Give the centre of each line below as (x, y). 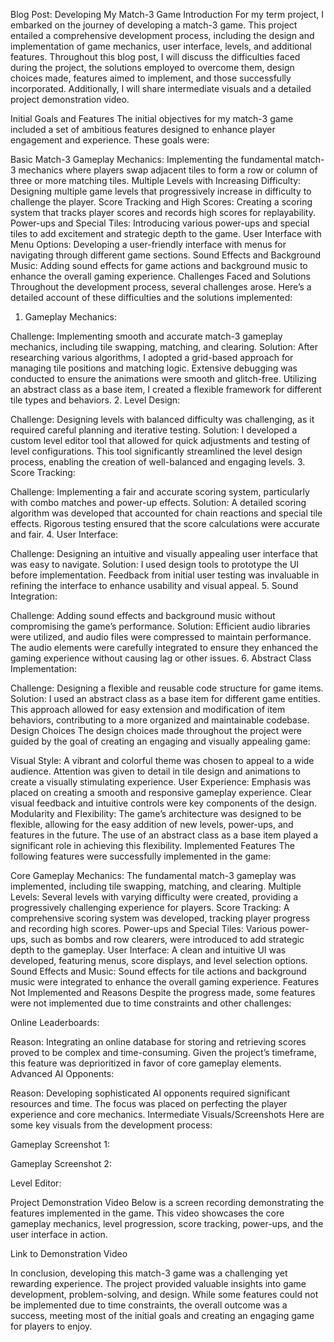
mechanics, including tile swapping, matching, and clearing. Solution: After (164, 347)
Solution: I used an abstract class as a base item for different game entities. (165, 698)
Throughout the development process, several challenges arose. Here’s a (161, 287)
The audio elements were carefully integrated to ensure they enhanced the (164, 647)
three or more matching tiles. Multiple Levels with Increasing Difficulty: (156, 180)
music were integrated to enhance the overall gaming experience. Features (165, 982)
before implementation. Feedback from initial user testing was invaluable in (165, 575)
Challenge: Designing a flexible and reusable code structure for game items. (167, 688)
